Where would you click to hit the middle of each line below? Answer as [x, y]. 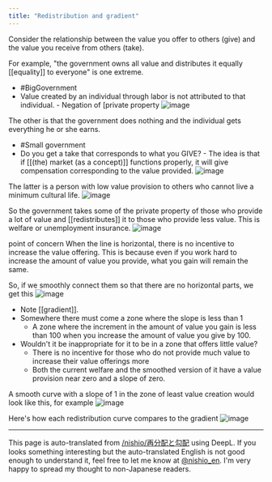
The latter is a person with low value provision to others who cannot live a [131, 186]
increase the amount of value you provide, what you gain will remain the [128, 261]
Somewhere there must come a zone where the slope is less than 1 [132, 318]
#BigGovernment [49, 87]
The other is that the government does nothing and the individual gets [125, 120]
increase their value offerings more [91, 360]
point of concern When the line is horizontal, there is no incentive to [121, 243]
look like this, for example [51, 403]
